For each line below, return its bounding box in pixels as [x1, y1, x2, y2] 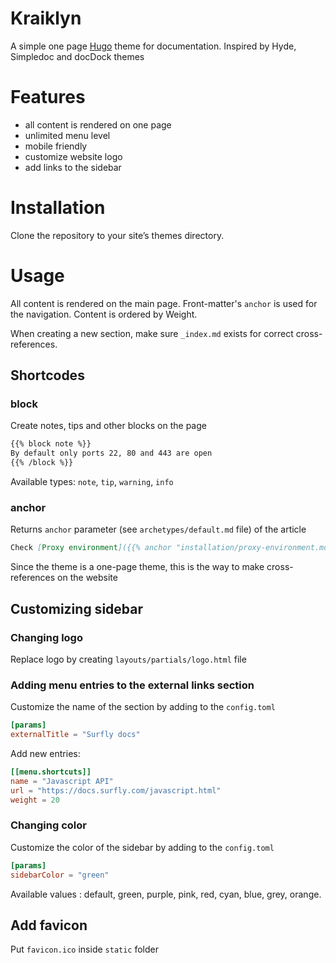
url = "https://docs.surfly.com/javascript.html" [10, 785, 222, 796]
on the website [57, 572, 118, 584]
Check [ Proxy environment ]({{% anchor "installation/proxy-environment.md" [10, 543, 333, 553]
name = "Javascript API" [10, 776, 114, 786]
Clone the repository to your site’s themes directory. [10, 229, 225, 241]
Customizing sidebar [10, 600, 144, 617]
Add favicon [10, 917, 88, 934]
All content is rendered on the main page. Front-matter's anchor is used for [10, 297, 318, 309]
